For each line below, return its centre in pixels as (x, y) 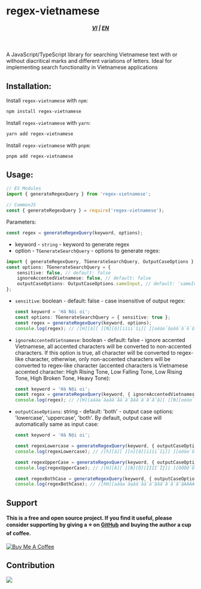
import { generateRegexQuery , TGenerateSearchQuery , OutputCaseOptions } (100, 261)
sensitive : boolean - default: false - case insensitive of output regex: (100, 301)
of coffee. (19, 533)
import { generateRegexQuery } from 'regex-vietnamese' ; (79, 194)
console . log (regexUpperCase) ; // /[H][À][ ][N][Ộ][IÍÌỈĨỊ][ (93, 468)
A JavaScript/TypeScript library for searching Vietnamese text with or (92, 54)
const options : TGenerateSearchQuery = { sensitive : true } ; (93, 317)
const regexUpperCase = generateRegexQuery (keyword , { (85, 462)
